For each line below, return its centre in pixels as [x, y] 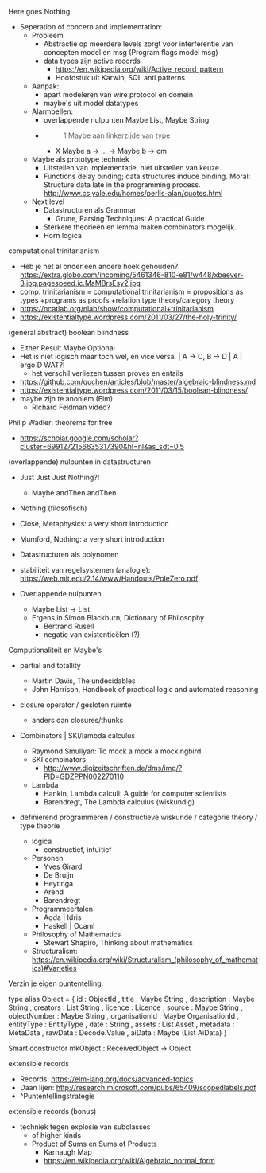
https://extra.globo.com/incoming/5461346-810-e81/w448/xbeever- [131, 275]
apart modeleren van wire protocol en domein [118, 94]
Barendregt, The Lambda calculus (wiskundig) [119, 802]
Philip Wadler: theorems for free [60, 422]
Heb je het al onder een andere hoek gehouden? [99, 266]
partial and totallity [50, 665]
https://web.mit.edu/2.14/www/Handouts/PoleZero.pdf [109, 578]
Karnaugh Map [68, 1152]
